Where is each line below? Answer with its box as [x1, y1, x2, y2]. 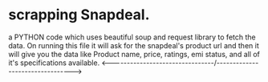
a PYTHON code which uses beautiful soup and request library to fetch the [8, 32, 256, 42]
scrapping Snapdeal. [8, 6, 150, 24]
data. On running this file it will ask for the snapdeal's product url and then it [8, 40, 259, 50]
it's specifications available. [8, 58, 100, 68]
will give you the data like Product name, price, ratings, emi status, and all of [8, 49, 261, 59]
